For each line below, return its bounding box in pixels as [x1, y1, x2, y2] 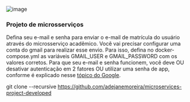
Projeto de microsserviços [6, 20, 84, 28]
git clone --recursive [6, 83, 56, 90]
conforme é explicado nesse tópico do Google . [6, 72, 121, 79]
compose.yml [6, 53, 40, 60]
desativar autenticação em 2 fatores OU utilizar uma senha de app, [6, 65, 170, 72]
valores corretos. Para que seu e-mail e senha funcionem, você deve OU [6, 59, 184, 66]
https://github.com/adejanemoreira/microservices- [57, 83, 182, 90]
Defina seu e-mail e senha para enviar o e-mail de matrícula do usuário [6, 34, 180, 41]
